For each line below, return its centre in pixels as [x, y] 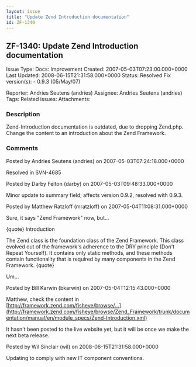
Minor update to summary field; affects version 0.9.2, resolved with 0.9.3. [94, 195]
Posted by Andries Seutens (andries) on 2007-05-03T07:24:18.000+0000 [95, 161]
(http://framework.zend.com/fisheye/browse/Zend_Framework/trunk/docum [98, 311]
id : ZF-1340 [20, 22]
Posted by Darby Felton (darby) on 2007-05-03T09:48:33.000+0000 [90, 183]
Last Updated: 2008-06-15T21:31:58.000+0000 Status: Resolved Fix [89, 75]
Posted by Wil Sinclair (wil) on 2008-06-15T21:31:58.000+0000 [82, 347]
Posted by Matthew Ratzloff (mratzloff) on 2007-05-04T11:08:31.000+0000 [97, 206]
